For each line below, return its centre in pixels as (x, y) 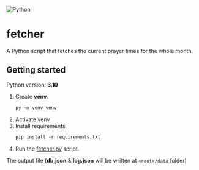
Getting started (36, 70)
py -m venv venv (36, 108)
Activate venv (32, 119)
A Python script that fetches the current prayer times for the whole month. (100, 51)
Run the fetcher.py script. (47, 149)
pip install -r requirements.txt (58, 137)
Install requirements (40, 126)
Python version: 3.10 (32, 85)
